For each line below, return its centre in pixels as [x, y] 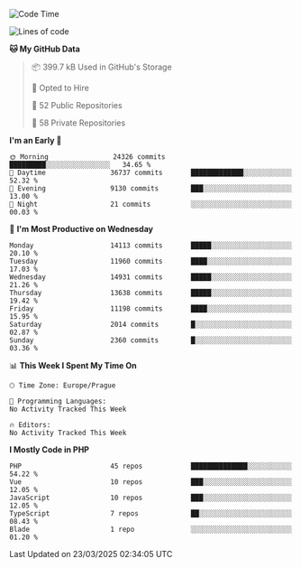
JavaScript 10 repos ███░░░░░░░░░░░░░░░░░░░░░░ [151, 498]
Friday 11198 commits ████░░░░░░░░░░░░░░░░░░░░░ [151, 309]
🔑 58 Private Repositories [78, 123]
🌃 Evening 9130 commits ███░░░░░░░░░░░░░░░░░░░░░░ [151, 189]
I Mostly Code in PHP [50, 450]
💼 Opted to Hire [60, 88]
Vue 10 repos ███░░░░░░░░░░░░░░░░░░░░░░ [151, 482]
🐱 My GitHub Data [45, 49]
